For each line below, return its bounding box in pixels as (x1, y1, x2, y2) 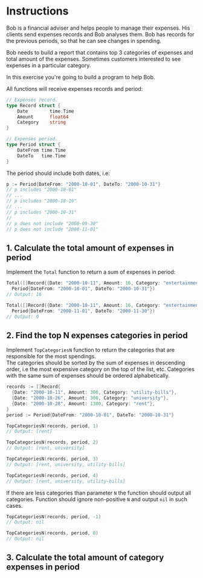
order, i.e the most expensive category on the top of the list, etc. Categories (6, 366, 195, 373)
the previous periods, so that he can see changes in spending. (6, 37, 162, 44)
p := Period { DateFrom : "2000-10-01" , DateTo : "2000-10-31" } (6, 181, 161, 187)
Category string (17, 119, 66, 125)
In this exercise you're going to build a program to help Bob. (6, 73, 155, 80)
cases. (6, 502, 23, 509)
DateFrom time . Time (17, 147, 66, 153)
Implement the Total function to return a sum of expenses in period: (6, 268, 176, 276)
